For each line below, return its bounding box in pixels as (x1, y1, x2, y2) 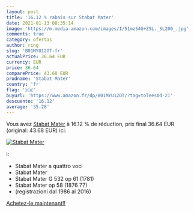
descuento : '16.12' (6, 98, 55, 104)
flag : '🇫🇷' (6, 87, 36, 93)
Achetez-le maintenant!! (6, 199, 66, 207)
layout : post (6, 8, 39, 15)
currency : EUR (6, 59, 42, 65)
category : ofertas (6, 37, 52, 43)
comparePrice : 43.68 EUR (6, 70, 68, 76)
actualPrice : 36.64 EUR (6, 53, 66, 59)
